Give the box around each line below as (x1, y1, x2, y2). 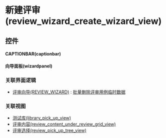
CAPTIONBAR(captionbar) (5, 51, 61, 57)
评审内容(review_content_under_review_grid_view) (12, 121, 116, 127)
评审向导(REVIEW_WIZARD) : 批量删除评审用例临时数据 (12, 89, 126, 95)
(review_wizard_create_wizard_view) (5, 15, 162, 27)
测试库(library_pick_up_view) (12, 115, 71, 121)
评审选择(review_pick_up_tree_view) (12, 127, 86, 133)
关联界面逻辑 (5, 76, 36, 83)
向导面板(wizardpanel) (5, 63, 52, 69)
